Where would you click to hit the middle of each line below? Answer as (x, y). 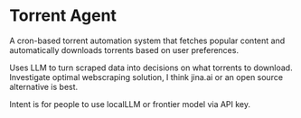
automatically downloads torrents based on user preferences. (124, 50)
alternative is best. (44, 86)
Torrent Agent (63, 16)
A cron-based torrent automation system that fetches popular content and (147, 41)
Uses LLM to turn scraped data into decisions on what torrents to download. (151, 68)
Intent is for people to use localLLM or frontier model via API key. (130, 104)
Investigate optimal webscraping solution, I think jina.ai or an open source (146, 77)
